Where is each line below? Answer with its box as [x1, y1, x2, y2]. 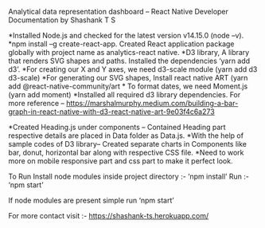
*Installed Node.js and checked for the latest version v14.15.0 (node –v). [8, 31, 244, 40]
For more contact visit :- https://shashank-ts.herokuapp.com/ [8, 211, 209, 220]
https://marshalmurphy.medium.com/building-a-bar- [66, 99, 239, 108]
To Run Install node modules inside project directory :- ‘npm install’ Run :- [8, 171, 249, 181]
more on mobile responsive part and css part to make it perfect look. [8, 156, 233, 166]
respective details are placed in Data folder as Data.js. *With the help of [8, 131, 244, 140]
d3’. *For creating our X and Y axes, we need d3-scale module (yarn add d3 [8, 65, 258, 74]
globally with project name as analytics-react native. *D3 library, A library [8, 48, 250, 57]
